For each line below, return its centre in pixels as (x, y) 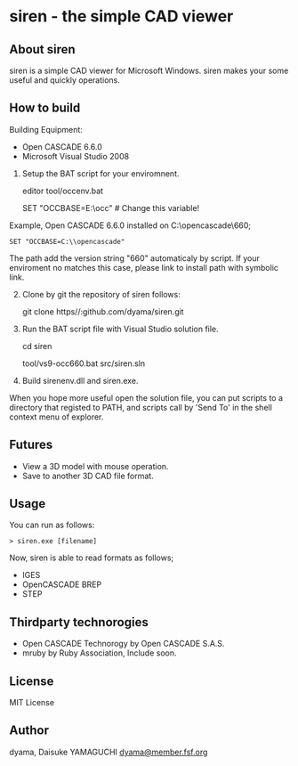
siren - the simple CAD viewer (121, 16)
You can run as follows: (52, 525)
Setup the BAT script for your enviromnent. (101, 173)
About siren (42, 49)
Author (29, 731)
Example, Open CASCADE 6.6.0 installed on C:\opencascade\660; (130, 225)
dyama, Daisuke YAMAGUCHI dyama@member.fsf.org (109, 752)
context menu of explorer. (56, 417)
